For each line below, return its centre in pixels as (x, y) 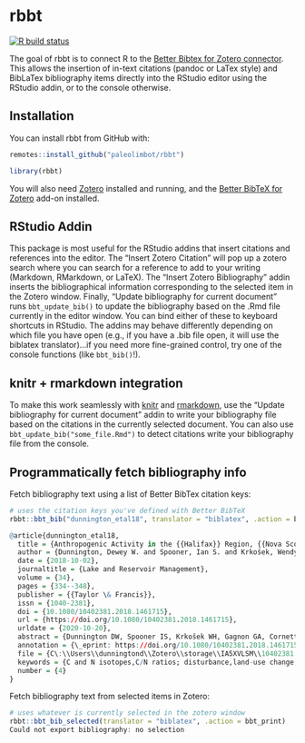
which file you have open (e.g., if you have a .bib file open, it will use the (144, 335)
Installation (42, 116)
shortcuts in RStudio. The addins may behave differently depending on (142, 326)
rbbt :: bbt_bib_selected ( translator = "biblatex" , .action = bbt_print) (148, 722)
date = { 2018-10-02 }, (59, 561)
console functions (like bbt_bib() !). (75, 354)
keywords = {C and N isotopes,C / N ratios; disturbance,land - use (142, 662)
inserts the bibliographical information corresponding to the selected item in (151, 287)
